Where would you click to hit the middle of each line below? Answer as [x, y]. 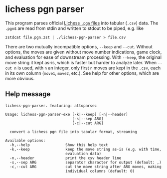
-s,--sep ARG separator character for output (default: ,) [86, 162]
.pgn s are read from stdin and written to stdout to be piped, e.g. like [74, 28]
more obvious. [20, 78]
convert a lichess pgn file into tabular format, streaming [73, 132]
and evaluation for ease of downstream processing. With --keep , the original [83, 57]
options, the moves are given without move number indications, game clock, [83, 52]
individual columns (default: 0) [100, 171]
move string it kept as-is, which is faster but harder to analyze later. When [81, 62]
